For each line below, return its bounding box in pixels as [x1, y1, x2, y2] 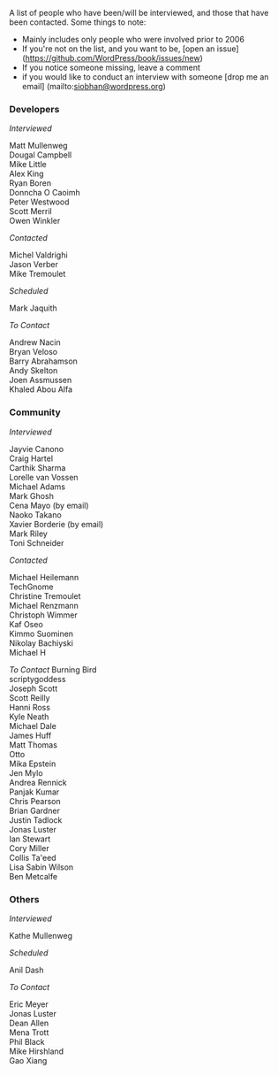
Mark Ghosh [9, 490, 55, 501]
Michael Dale [9, 720, 57, 731]
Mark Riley [9, 528, 49, 539]
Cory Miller [9, 842, 50, 853]
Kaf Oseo [9, 618, 44, 629]
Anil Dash [9, 964, 44, 975]
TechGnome [9, 581, 54, 592]
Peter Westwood [9, 196, 70, 207]
